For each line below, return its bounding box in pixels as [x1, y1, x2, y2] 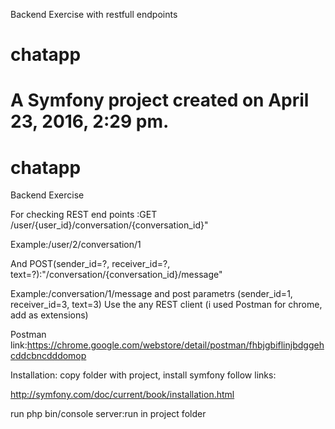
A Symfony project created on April [10, 89, 310, 112]
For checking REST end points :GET [10, 209, 158, 221]
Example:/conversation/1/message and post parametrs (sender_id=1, [10, 288, 293, 300]
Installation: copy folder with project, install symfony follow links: [10, 369, 277, 381]
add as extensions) [10, 309, 89, 321]
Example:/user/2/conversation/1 [10, 239, 142, 251]
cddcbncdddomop [10, 350, 87, 362]
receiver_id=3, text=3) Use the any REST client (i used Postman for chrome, [10, 299, 323, 311]
